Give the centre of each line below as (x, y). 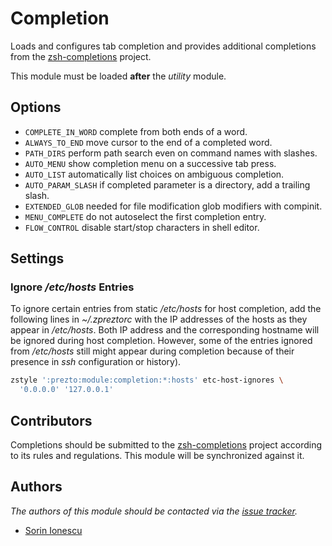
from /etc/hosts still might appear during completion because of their (152, 351)
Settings (37, 258)
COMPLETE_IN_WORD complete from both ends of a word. (136, 131)
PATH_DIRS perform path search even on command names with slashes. (171, 153)
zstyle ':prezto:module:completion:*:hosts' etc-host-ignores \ (147, 380)
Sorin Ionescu (53, 530)
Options (36, 107)
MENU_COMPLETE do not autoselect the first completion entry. (145, 216)
